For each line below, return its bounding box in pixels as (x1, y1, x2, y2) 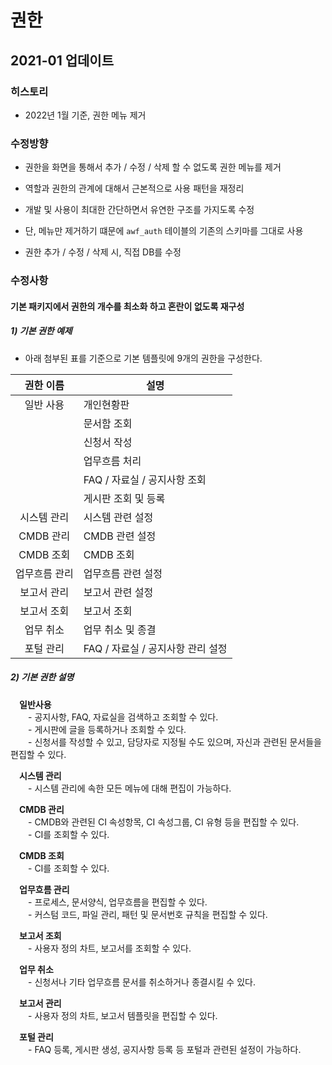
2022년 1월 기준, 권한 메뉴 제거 (24, 109, 147, 121)
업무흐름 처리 (83, 454, 142, 468)
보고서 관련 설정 (83, 585, 154, 599)
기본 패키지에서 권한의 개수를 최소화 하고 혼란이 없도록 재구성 (10, 300, 245, 312)
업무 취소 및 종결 (83, 622, 157, 636)
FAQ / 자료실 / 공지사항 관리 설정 (83, 641, 228, 655)
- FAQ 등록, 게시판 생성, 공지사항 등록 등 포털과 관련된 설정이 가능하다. (27, 1043, 302, 1055)
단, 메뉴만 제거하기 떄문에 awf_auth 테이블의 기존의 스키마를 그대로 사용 (24, 225, 304, 237)
